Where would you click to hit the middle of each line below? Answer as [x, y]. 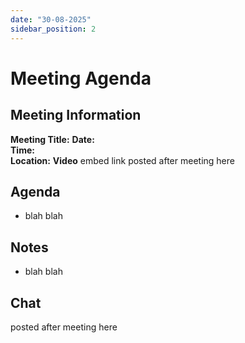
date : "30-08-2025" [51, 19]
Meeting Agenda [81, 78]
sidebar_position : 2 [53, 29]
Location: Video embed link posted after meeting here [122, 160]
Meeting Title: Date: [52, 139]
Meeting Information [76, 115]
